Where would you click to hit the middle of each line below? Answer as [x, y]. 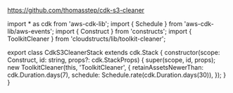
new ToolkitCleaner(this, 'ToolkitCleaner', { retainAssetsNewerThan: [106, 67]
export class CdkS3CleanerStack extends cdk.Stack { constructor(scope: [114, 52]
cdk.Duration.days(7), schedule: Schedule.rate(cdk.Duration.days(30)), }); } [117, 75]
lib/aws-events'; [31, 31]
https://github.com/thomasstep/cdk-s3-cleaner [76, 10]
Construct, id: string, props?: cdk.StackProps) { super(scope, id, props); [112, 60]
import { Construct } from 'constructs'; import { [124, 31]
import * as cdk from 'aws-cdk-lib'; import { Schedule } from [95, 24]
